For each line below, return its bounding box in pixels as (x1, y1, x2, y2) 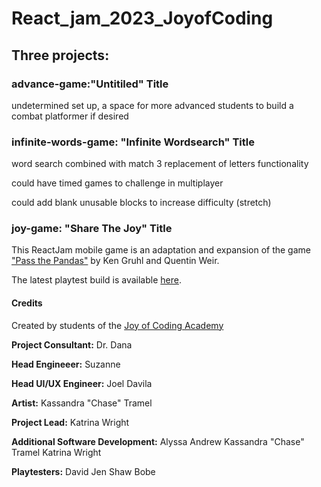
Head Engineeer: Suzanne (11, 358, 121, 370)
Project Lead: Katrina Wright (11, 416, 130, 428)
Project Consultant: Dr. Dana (11, 338, 133, 351)
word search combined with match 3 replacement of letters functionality (11, 158, 309, 170)
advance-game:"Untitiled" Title (11, 77, 169, 91)
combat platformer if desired (11, 110, 129, 122)
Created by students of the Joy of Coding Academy (11, 319, 224, 331)
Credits (11, 297, 43, 309)
